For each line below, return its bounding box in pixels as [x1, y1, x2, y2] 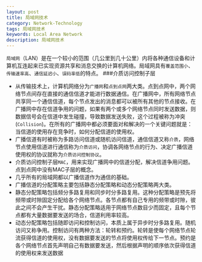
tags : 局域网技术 [6, 25, 45, 32]
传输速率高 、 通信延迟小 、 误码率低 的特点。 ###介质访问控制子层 [6, 70, 156, 76]
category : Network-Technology [6, 20, 83, 26]
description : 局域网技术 [6, 37, 65, 43]
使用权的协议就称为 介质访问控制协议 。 [15, 151, 105, 158]
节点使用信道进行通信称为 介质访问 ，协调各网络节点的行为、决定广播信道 [15, 143, 193, 150]
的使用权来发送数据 [15, 249, 64, 257]
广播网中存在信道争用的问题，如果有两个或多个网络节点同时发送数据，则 [15, 106, 196, 112]
